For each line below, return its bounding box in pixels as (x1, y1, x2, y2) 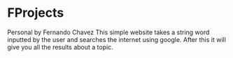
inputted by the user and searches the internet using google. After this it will (7, 35, 226, 43)
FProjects (7, 5, 64, 21)
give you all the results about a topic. (7, 43, 113, 51)
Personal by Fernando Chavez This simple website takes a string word (7, 28, 210, 36)
